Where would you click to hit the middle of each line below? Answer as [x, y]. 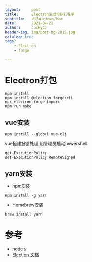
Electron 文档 [25, 255]
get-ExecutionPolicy [26, 153]
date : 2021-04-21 [29, 23]
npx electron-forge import [33, 102]
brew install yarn [24, 214]
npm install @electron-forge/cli [39, 98]
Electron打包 [31, 80]
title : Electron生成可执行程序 [40, 14]
